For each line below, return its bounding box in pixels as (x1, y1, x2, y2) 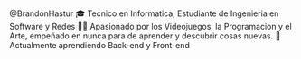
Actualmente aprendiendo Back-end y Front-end (9, 40, 190, 50)
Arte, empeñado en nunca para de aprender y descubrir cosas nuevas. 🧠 (9, 30, 281, 41)
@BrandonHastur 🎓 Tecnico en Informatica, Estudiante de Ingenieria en (9, 8, 279, 19)
